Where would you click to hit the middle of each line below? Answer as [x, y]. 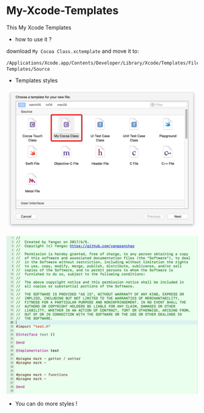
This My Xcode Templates [39, 27]
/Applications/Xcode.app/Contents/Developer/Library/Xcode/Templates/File [103, 63]
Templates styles [36, 80]
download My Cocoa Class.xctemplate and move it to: [73, 51]
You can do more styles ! [46, 404]
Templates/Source [28, 69]
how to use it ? [33, 39]
